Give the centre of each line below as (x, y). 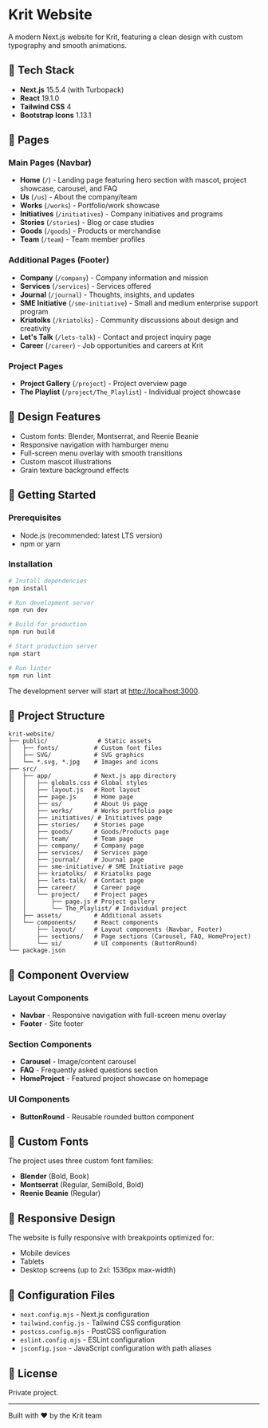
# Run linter (30, 668)
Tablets (32, 1261)
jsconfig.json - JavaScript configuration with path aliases (116, 1348)
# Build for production (48, 625)
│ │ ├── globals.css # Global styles (78, 783)
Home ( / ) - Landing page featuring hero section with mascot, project (133, 180)
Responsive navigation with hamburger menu (94, 444)
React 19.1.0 (39, 98)
